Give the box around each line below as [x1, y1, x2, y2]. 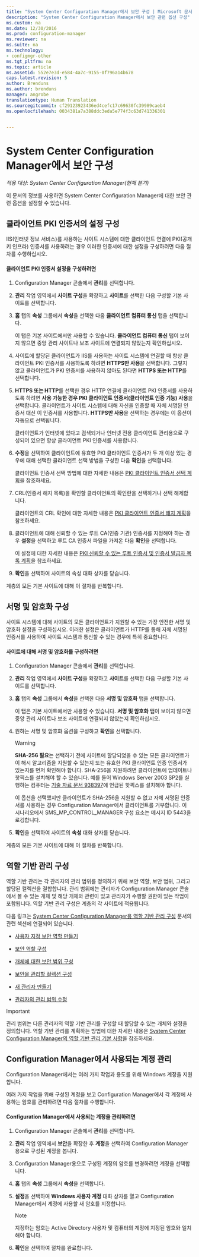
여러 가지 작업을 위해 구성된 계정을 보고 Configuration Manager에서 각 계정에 [6, 1091, 186, 1098]
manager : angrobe [6, 92, 49, 97]
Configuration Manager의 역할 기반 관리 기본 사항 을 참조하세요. [6, 1035, 155, 1042]
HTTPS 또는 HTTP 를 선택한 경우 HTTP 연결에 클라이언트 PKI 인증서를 [14, 387, 177, 394]
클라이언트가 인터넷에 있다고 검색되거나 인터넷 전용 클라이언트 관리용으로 [14, 429, 183, 437]
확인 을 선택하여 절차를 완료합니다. [14, 1245, 93, 1252]
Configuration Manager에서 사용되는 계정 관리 [6, 1054, 172, 1064]
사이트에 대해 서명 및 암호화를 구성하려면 [6, 648, 99, 655]
